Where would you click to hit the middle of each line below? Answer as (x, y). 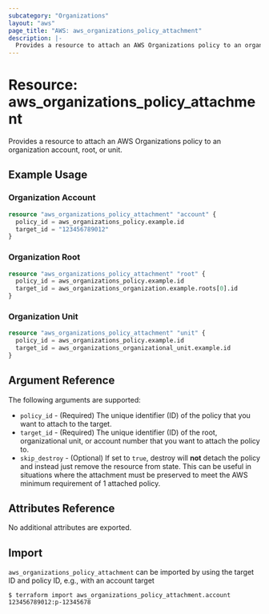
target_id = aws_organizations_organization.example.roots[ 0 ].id (127, 289)
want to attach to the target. (66, 423)
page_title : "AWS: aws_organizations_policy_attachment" (105, 30)
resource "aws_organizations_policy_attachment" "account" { (112, 214)
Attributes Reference (62, 509)
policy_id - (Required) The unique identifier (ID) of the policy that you (135, 415)
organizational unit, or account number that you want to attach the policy (140, 440)
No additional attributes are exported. (70, 528)
